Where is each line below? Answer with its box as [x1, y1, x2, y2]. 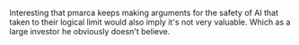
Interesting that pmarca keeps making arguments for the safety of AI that [9, 8, 279, 18]
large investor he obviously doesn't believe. [9, 26, 171, 36]
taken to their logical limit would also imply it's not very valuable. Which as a [9, 17, 291, 27]
